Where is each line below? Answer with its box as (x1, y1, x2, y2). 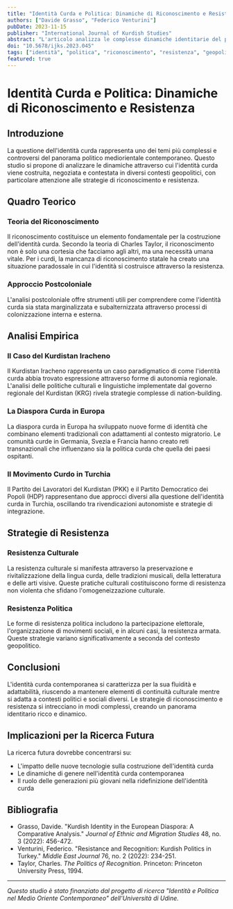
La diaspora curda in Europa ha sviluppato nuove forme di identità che (7, 422, 208, 431)
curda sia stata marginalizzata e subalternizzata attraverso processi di (7, 303, 207, 311)
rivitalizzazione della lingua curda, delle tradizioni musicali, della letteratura (7, 571, 221, 579)
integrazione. (7, 507, 45, 515)
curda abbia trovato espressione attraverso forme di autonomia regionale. (7, 374, 218, 383)
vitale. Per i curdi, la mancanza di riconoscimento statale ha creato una (7, 255, 209, 263)
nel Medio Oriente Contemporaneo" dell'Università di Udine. (7, 894, 179, 903)
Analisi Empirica (7, 330, 79, 342)
